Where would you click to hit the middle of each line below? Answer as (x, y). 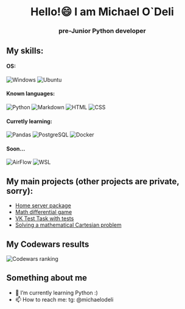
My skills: (25, 51)
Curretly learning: (30, 121)
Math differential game (44, 212)
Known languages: (31, 94)
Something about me (47, 278)
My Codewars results (48, 244)
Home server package (43, 205)
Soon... (16, 149)
